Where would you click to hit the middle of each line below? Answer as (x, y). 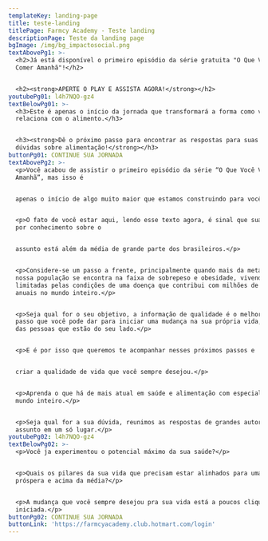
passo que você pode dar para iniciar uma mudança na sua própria (128, 322)
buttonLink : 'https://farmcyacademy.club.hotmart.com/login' (112, 524)
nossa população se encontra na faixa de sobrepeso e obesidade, (126, 278)
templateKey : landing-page (53, 16)
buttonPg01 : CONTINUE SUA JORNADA (66, 155)
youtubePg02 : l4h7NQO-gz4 (51, 437)
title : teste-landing (44, 23)
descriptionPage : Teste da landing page (77, 38)
